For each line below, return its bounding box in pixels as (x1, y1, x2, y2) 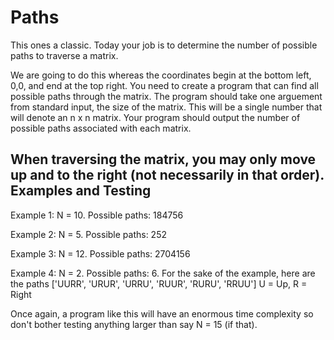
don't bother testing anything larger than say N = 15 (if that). (10, 318, 258, 330)
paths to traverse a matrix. (10, 49, 119, 61)
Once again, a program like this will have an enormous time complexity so (10, 307, 314, 320)
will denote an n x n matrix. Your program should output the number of (10, 111, 301, 123)
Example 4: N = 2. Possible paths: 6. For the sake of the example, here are (10, 267, 316, 279)
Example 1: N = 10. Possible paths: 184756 (10, 209, 184, 221)
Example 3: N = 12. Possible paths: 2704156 (10, 247, 191, 260)
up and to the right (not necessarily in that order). (10, 167, 325, 184)
